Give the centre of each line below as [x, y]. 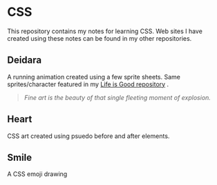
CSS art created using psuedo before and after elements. [88, 136]
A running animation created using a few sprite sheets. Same [94, 77]
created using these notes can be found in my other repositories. [100, 38]
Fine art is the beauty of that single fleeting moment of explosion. [117, 97]
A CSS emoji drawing [37, 174]
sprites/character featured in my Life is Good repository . [88, 84]
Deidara [25, 60]
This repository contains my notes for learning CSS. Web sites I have [105, 31]
